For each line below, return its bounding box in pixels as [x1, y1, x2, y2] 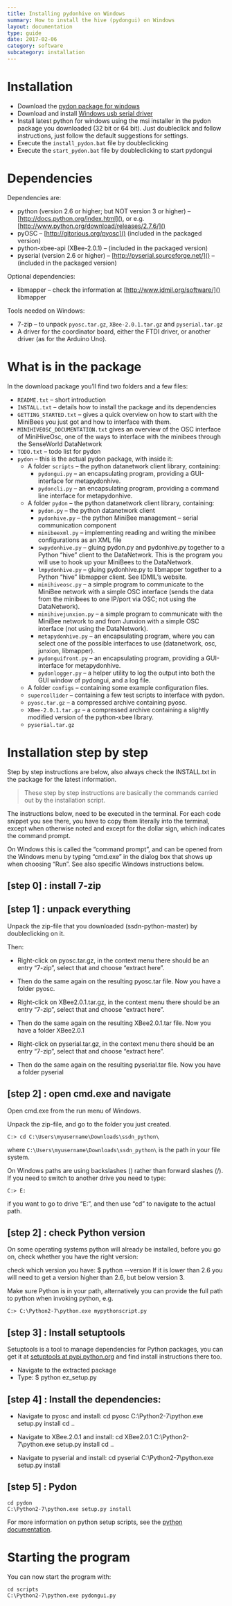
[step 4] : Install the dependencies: [7, 1393, 161, 1405]
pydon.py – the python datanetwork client [37, 506, 156, 514]
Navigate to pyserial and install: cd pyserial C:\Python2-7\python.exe [17, 1454, 214, 1462]
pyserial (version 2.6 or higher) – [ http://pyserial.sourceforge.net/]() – [17, 251, 215, 259]
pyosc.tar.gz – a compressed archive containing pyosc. [27, 698, 188, 706]
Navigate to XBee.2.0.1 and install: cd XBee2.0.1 [17, 1433, 152, 1441]
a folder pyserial [17, 1067, 64, 1076]
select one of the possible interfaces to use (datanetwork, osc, [37, 639, 217, 647]
